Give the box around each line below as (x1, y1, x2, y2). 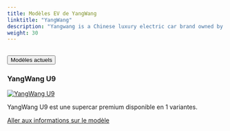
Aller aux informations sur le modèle (7, 116, 110, 124)
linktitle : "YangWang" (7, 17, 72, 23)
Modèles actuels (10, 56, 53, 63)
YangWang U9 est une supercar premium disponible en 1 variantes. (7, 103, 198, 111)
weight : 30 (7, 29, 39, 37)
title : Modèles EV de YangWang (7, 10, 97, 17)
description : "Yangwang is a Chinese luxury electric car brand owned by (7, 23, 224, 30)
